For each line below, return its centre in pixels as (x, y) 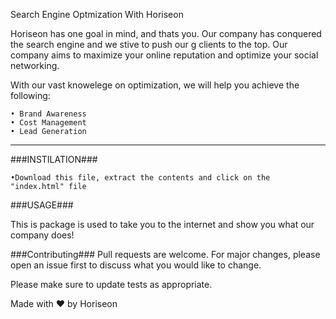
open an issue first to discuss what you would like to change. (136, 265)
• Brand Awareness (48, 114)
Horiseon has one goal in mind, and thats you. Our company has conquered (166, 33)
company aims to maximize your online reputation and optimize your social (164, 55)
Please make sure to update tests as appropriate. (111, 284)
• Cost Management (48, 123)
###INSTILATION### (54, 159)
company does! (42, 235)
